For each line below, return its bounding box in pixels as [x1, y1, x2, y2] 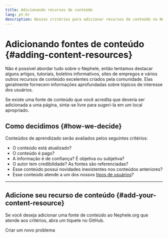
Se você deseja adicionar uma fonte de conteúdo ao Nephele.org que [5, 212, 148, 218]
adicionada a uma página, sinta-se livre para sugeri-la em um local [5, 102, 142, 108]
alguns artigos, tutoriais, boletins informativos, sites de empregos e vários [5, 71, 157, 77]
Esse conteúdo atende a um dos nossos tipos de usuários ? [12, 172, 134, 178]
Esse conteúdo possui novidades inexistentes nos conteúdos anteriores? [12, 166, 163, 172]
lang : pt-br [5, 12, 30, 17]
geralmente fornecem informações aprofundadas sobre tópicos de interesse [5, 81, 163, 88]
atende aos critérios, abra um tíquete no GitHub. [5, 217, 104, 223]
